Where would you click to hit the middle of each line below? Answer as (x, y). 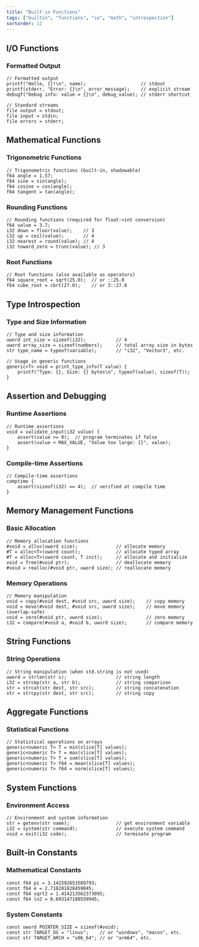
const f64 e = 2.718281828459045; (51, 888)
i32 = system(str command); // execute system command (96, 829)
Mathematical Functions (54, 140)
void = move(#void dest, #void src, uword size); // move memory (96, 607)
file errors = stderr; (35, 121)
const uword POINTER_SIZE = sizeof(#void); (63, 927)
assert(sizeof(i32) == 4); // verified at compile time (92, 487)
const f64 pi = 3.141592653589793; (52, 883)
